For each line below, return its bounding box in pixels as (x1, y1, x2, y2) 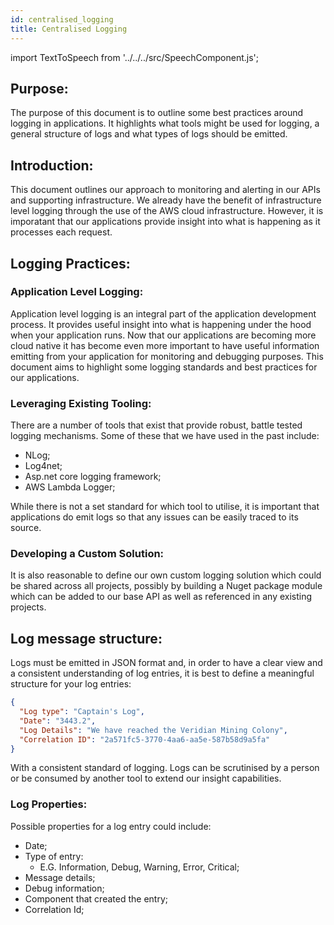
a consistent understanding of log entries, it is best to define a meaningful (10, 667, 315, 680)
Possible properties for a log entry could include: (10, 820, 212, 832)
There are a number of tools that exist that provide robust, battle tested (10, 419, 303, 431)
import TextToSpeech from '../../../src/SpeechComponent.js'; (10, 51, 259, 63)
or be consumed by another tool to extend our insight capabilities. (10, 772, 282, 785)
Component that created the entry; (24, 892, 168, 905)
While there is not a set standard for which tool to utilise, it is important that (10, 501, 320, 513)
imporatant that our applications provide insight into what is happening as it (10, 216, 321, 228)
